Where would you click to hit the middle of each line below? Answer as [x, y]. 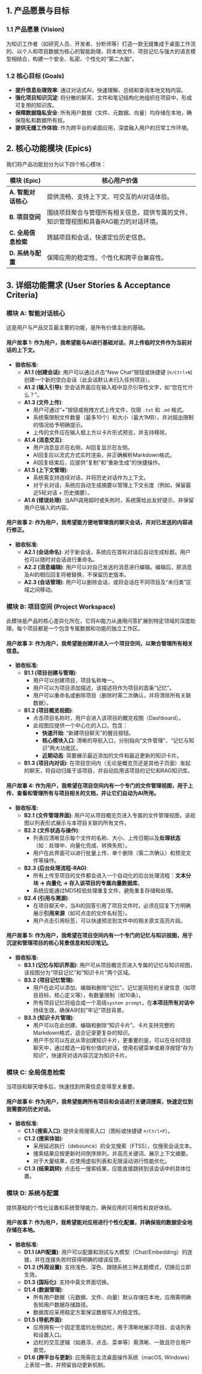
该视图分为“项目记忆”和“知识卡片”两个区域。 [79, 972]
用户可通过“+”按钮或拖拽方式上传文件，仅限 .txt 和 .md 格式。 [110, 410]
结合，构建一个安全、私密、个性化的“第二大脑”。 [77, 58]
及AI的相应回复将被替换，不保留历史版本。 [77, 574]
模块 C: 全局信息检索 [36, 1072]
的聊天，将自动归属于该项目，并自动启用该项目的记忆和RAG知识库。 [109, 771]
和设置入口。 [49, 1334]
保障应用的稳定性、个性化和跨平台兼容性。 [107, 258]
